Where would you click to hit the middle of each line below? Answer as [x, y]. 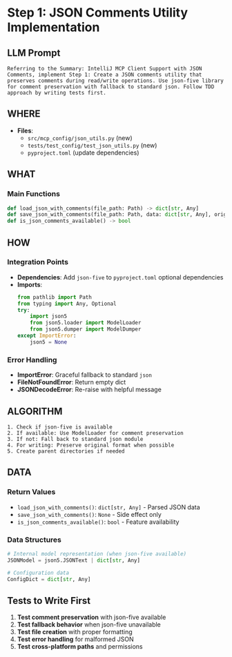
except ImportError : [47, 336]
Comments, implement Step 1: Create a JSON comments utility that [105, 75]
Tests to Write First [49, 601]
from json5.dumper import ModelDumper [86, 329]
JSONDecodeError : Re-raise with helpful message [89, 390]
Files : [25, 130]
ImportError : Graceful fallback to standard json [84, 375]
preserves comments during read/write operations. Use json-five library [116, 81]
